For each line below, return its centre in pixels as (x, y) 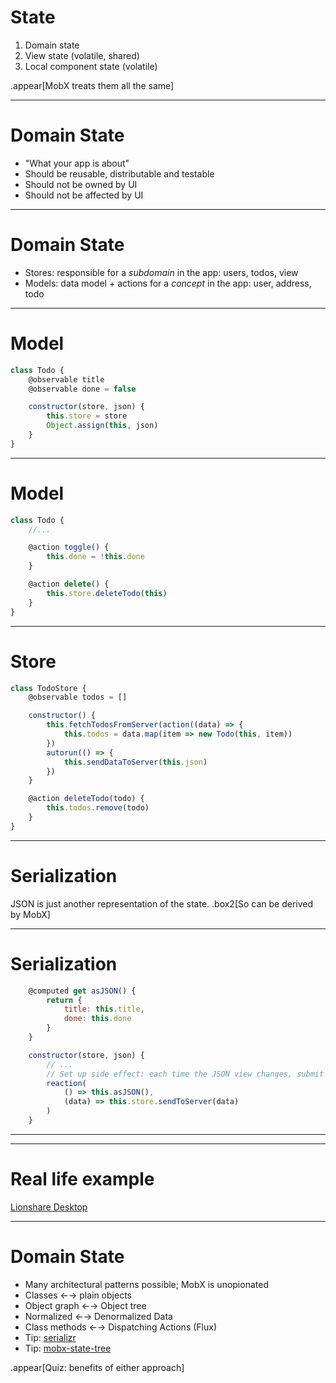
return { (64, 1000)
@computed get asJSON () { (82, 991)
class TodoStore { (48, 688)
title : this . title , (104, 1009)
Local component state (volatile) (91, 66)
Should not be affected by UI (84, 195)
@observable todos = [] (78, 697)
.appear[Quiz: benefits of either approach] (97, 1367)
